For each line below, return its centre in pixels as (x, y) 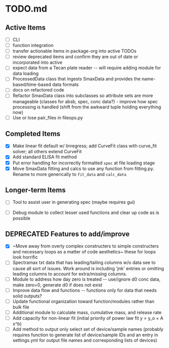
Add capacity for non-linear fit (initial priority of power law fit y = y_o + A (88, 318)
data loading (25, 73)
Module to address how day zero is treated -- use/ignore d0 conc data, (86, 279)
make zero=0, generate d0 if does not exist (57, 285)
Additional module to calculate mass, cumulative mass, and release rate (87, 312)
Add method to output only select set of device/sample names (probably (88, 329)
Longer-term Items (36, 190)
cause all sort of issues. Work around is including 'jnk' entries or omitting (88, 268)
